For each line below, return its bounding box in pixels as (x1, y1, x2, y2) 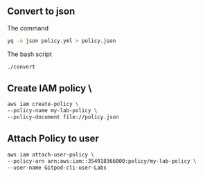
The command (7, 24, 49, 32)
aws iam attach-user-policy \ (7, 151, 95, 158)
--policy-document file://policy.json (7, 114, 119, 121)
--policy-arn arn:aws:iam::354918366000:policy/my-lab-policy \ (7, 157, 197, 165)
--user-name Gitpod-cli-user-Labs (7, 164, 107, 171)
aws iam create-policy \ (7, 100, 79, 108)
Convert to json (7, 6, 76, 17)
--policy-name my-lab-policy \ (7, 107, 98, 114)
